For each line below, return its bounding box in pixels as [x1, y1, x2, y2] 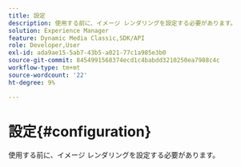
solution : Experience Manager [8, 26, 110, 34]
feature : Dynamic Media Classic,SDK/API [8, 34, 146, 42]
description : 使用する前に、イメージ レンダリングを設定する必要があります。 [8, 19, 237, 27]
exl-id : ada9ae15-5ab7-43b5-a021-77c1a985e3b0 [8, 49, 167, 57]
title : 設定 [8, 11, 46, 20]
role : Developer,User [8, 42, 81, 50]
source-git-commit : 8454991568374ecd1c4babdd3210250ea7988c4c [8, 57, 220, 65]
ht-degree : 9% [8, 78, 56, 86]
